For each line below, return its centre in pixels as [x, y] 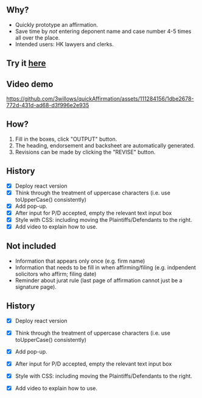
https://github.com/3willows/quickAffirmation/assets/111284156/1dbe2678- [100, 99]
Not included [31, 246]
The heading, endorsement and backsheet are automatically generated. [105, 145]
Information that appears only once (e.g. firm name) [80, 261]
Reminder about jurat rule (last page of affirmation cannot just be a [99, 280]
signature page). [36, 286]
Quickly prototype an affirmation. [57, 24]
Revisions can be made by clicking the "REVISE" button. [85, 152]
